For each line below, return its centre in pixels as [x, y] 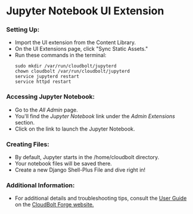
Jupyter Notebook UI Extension [85, 11]
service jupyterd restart [47, 77]
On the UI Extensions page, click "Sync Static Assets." [81, 49]
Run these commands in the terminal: [60, 55]
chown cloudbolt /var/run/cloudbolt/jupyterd [72, 72]
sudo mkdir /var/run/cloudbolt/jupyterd [66, 66]
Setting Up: [23, 30]
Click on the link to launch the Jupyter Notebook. [75, 129]
